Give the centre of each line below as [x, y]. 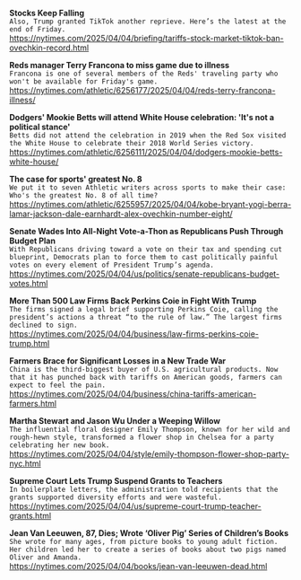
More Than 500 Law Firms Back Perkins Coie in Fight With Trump [133, 301]
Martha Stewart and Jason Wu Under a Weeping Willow [115, 421]
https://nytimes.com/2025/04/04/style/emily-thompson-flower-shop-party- [149, 454]
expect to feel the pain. [57, 385]
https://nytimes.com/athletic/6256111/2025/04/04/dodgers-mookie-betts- [146, 152]
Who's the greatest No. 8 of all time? [84, 196]
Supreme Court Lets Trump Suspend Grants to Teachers [116, 481]
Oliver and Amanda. [46, 558]
